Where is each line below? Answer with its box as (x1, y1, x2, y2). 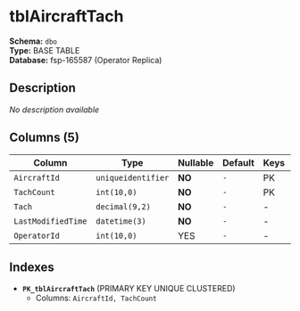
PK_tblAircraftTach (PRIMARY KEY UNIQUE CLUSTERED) (21, 283, 236, 294)
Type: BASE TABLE (9, 45, 80, 55)
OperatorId (13, 230, 60, 241)
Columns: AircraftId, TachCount (35, 292, 158, 304)
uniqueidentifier (95, 172, 170, 183)
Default (221, 156, 254, 168)
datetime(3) (95, 216, 146, 226)
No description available (9, 104, 100, 115)
